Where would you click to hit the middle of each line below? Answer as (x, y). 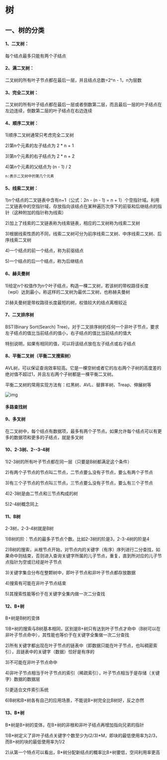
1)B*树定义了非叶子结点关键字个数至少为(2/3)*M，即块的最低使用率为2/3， (83, 735)
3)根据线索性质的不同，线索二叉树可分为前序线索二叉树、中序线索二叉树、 (81, 234)
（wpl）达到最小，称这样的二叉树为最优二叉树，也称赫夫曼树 (68, 292)
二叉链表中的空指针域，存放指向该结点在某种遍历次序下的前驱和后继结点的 (81, 206)
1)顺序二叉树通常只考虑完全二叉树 (40, 135)
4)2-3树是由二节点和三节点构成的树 (42, 493)
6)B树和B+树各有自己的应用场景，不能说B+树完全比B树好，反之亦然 (75, 700)
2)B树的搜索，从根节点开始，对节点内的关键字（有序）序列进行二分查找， (81, 550)
